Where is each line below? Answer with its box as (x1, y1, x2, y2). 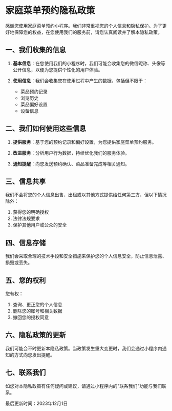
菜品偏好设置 (20, 101, 48, 107)
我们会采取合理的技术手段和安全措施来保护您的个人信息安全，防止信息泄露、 (5, 253, 167, 259)
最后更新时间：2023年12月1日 (5, 400, 68, 406)
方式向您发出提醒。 (14, 351, 55, 358)
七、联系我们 (5, 368, 46, 377)
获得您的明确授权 (12, 209, 49, 215)
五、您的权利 (5, 276, 46, 285)
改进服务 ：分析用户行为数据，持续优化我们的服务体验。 (12, 150, 130, 156)
